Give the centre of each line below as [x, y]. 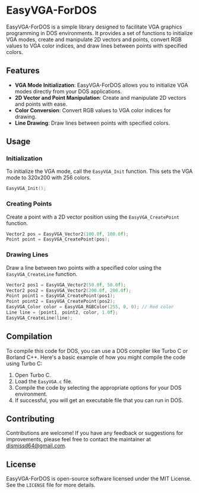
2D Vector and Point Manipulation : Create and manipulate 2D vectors [100, 97]
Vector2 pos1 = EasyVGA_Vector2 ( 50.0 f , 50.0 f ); [66, 285]
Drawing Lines [27, 255]
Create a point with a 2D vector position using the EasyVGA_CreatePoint [93, 217]
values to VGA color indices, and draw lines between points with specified [97, 46]
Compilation [29, 336]
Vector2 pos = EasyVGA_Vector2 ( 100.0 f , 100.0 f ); [67, 234]
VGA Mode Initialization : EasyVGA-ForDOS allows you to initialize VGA [101, 85]
